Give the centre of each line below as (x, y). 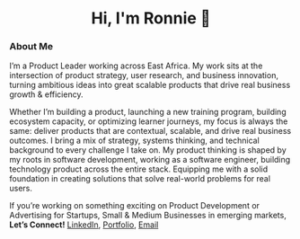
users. (21, 189)
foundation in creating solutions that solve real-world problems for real (140, 179)
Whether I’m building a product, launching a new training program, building (148, 112)
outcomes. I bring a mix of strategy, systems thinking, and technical (135, 141)
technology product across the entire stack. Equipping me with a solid (139, 169)
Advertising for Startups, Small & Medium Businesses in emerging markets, (148, 216)
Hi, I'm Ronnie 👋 (151, 18)
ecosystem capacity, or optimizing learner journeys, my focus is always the (149, 121)
